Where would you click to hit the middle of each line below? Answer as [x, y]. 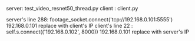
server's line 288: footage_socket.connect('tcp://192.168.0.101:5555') [90, 19]
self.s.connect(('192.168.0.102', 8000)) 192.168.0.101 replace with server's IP [98, 32]
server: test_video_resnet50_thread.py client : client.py [72, 8]
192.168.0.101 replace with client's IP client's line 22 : [70, 26]
